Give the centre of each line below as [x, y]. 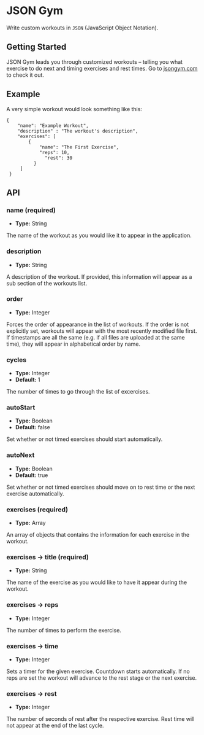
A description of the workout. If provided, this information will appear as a [99, 276]
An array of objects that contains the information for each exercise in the [98, 535]
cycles [16, 360]
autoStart [21, 408]
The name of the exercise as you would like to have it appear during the [97, 582]
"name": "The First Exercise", [79, 147]
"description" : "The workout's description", [78, 131]
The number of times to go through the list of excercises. [78, 392]
